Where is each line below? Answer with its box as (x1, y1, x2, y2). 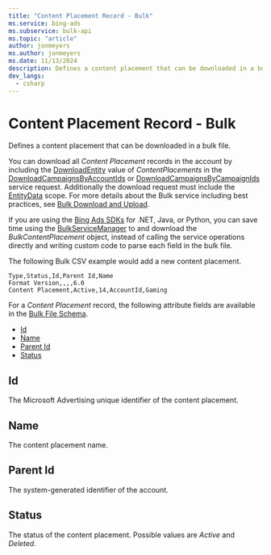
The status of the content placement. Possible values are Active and (8, 530, 236, 540)
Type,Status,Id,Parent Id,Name (8, 272, 114, 280)
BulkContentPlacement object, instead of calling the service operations (8, 232, 245, 242)
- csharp (15, 79, 45, 87)
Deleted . (8, 538, 36, 548)
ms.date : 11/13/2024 (8, 57, 78, 65)
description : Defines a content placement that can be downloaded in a (8, 65, 254, 73)
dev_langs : (8, 72, 45, 80)
